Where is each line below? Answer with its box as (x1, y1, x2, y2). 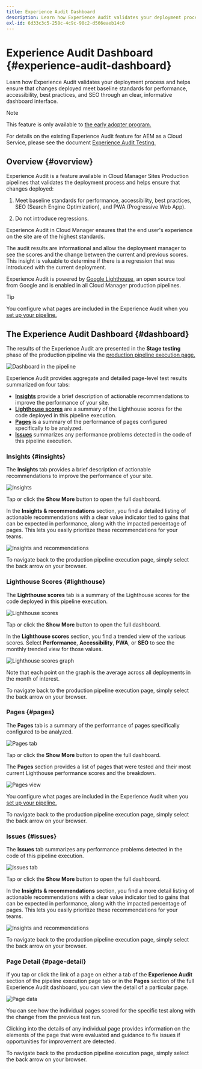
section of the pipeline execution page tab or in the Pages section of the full (6, 978, 194, 985)
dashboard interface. (6, 97, 58, 105)
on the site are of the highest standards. (6, 233, 105, 240)
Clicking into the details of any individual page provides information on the (6, 1025, 191, 1032)
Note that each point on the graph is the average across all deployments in (6, 669, 191, 676)
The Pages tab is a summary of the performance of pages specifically (6, 721, 180, 729)
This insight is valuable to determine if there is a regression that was (6, 257, 176, 265)
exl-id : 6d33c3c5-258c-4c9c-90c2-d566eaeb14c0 (6, 20, 125, 26)
